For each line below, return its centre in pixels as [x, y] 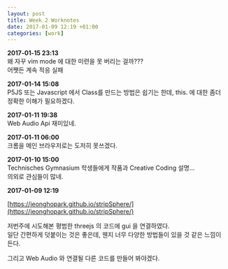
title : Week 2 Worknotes [43, 20]
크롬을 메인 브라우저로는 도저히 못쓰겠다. [62, 146]
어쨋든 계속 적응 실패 [35, 70]
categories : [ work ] [36, 33]
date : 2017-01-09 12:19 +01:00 [53, 27]
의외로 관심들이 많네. [35, 177]
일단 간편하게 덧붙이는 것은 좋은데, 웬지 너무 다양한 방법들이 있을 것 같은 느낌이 [114, 235]
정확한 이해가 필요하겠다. [41, 101]
